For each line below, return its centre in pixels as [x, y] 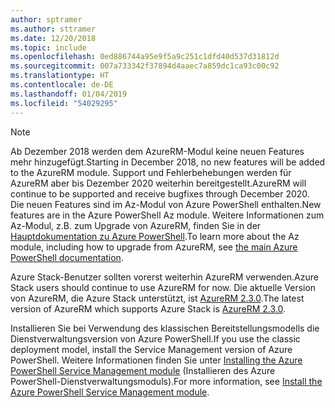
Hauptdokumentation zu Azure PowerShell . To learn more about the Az [155, 236]
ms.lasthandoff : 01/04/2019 [69, 94]
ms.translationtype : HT [60, 76]
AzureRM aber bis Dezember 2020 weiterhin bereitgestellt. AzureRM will [158, 183]
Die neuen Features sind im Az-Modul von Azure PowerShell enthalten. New [166, 204]
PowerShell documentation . [67, 257]
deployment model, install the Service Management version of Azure [151, 349]
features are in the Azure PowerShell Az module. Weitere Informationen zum [167, 215]
